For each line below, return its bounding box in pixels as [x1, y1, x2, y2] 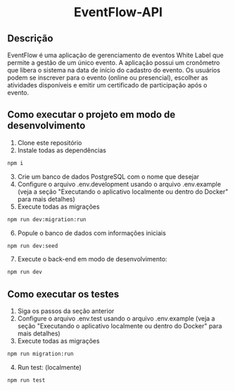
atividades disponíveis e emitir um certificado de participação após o [7, 81, 208, 89]
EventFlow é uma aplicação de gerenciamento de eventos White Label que [7, 51, 224, 59]
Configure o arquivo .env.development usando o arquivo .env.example [17, 180, 222, 188]
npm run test [7, 377, 46, 384]
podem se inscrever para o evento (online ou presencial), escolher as [7, 73, 208, 82]
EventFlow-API [73, 4, 163, 20]
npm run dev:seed [7, 242, 58, 249]
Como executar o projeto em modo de [7, 108, 176, 120]
